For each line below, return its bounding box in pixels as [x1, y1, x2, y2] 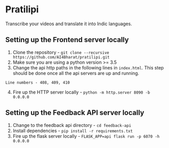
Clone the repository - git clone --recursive [12, 49, 109, 55]
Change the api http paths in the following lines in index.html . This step [12, 64, 164, 70]
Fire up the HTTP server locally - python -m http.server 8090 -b [12, 89, 151, 95]
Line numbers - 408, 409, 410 [5, 80, 70, 85]
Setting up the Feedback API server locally [5, 108, 145, 117]
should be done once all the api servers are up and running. [12, 70, 140, 76]
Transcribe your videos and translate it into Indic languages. [5, 21, 133, 27]
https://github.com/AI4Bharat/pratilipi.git [12, 54, 110, 60]
